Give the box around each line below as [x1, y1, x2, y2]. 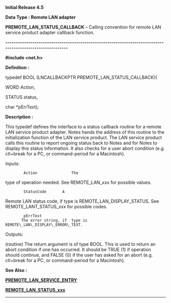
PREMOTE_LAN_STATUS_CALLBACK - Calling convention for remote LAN [5, 24, 161, 30]
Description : [5, 114, 34, 120]
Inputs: [5, 160, 20, 167]
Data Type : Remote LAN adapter [5, 14, 76, 20]
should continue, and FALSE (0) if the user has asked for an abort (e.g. [5, 252, 153, 258]
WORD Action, [5, 84, 36, 90]
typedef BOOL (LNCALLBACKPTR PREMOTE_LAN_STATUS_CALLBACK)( [5, 74, 157, 80]
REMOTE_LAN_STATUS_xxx [5, 287, 66, 293]
